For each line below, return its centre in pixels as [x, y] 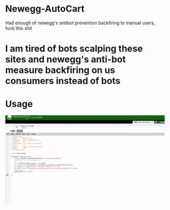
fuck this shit [19, 28]
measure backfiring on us [60, 70]
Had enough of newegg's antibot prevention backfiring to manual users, [80, 23]
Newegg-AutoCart [45, 9]
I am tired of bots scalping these [74, 49]
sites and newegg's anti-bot [66, 59]
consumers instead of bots [63, 81]
